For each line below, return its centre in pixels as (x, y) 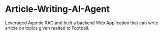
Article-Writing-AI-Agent (57, 9)
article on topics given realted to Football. (47, 28)
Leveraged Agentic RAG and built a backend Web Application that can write (82, 23)
